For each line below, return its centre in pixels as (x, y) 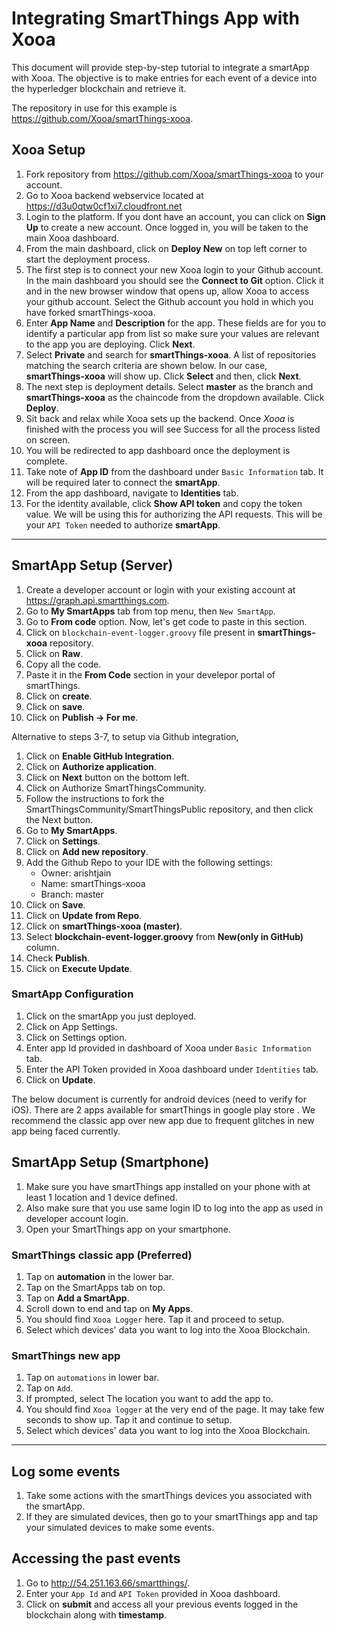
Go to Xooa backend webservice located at (114, 195)
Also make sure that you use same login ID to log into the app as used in (174, 1208)
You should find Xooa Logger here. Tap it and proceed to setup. (155, 1319)
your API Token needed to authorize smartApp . (123, 524)
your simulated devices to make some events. (120, 1528)
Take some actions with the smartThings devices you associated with (169, 1496)
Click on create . (59, 696)
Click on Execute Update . (79, 968)
